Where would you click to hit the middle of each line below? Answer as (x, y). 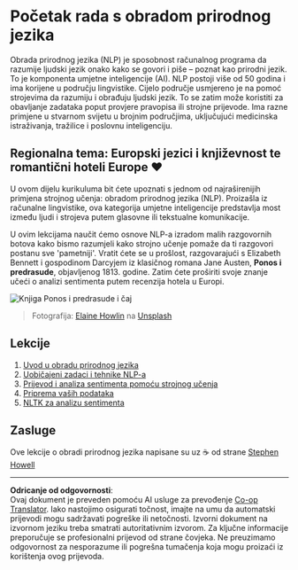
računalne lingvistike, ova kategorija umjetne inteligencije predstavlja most (145, 207)
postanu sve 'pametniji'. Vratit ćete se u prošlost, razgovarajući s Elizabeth (145, 253)
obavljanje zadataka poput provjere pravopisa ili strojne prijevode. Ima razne (149, 106)
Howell (23, 465)
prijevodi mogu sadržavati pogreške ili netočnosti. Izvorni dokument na (139, 519)
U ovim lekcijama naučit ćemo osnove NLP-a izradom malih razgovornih (141, 234)
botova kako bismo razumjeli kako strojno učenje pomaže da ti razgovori (141, 243)
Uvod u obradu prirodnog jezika (81, 364)
